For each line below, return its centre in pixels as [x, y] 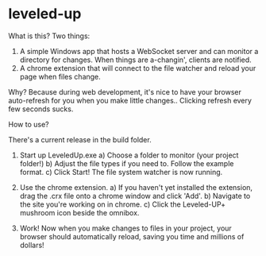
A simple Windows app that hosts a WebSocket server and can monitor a [139, 51]
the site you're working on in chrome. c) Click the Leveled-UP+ [123, 204]
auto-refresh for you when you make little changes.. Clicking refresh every [130, 100]
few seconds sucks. [41, 109]
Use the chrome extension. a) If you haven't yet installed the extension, [136, 187]
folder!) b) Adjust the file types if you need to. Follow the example [127, 163]
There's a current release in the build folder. [80, 139]
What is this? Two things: [49, 36]
